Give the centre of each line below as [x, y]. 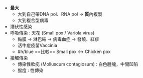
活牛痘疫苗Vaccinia [37, 45]
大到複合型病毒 [33, 20]
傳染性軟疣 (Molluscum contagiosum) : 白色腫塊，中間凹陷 [78, 64]
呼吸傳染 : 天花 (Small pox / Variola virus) [52, 33]
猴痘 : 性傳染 [30, 70]
